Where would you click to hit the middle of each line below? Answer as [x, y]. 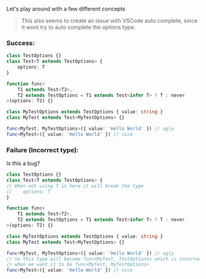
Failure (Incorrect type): [43, 150]
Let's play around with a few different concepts [66, 9]
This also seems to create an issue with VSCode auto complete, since [109, 20]
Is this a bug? [23, 163]
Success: [21, 43]
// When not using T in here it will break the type [75, 186]
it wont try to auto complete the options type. [78, 27]
